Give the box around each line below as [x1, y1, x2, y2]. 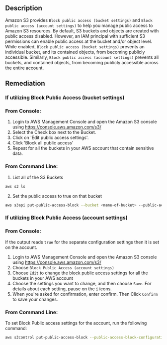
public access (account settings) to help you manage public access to [5, 22, 153, 28]
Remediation [5, 79, 46, 88]
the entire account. [5, 65, 44, 71]
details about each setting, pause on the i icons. [12, 286, 112, 292]
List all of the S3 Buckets [12, 174, 64, 180]
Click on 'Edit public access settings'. [12, 134, 89, 141]
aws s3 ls [5, 184, 26, 189]
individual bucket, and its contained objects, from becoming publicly [5, 49, 145, 55]
